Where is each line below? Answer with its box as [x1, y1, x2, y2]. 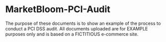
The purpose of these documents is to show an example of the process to [5, 20, 161, 26]
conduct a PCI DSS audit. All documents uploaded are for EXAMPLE [5, 25, 148, 31]
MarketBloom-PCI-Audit [5, 4, 111, 15]
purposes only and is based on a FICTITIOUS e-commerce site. [5, 31, 139, 37]
